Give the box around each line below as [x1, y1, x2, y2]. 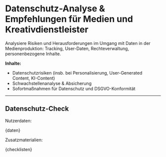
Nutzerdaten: [5, 118, 32, 123]
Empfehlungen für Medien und [5, 13, 133, 25]
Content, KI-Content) [12, 75, 55, 81]
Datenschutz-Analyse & [5, 3, 105, 14]
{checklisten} [5, 146, 32, 152]
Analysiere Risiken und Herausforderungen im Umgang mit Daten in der [5, 40, 151, 46]
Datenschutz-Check [5, 105, 69, 113]
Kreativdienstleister [5, 24, 89, 35]
